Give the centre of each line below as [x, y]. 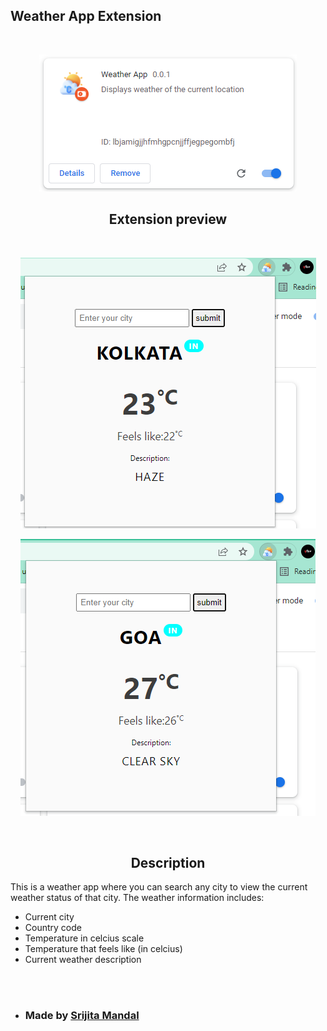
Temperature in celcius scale [84, 938]
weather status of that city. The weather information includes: [137, 898]
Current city [49, 917]
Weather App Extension [86, 16]
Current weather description [83, 960]
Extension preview [168, 219]
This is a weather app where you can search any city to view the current [159, 887]
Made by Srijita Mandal [82, 1016]
